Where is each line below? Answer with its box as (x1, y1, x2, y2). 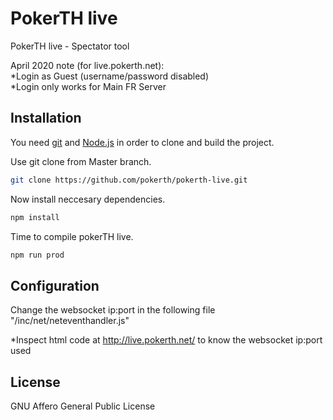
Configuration (10, 277, 100, 294)
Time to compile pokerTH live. (10, 230, 134, 242)
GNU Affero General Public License (10, 400, 156, 412)
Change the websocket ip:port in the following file (10, 304, 216, 316)
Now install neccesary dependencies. (10, 193, 166, 205)
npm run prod (10, 250, 65, 260)
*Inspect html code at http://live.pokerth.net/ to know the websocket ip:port (10, 334, 323, 346)
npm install (10, 212, 60, 222)
